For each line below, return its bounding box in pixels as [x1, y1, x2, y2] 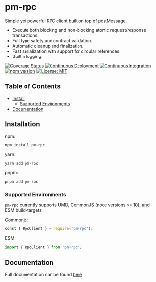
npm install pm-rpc [5, 142, 45, 147]
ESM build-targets [5, 207, 42, 213]
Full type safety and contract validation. [12, 37, 92, 43]
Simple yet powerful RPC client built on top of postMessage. [5, 18, 127, 24]
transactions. [12, 32, 39, 38]
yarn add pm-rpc [5, 161, 38, 166]
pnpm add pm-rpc [5, 179, 38, 184]
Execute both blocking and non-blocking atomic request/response [12, 27, 146, 33]
